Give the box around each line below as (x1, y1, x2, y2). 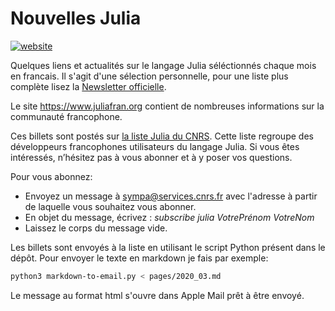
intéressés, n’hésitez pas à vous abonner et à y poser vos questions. (10, 151, 293, 163)
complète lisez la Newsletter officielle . (10, 80, 167, 92)
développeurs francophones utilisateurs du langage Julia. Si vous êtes (10, 140, 300, 152)
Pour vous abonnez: (10, 170, 93, 182)
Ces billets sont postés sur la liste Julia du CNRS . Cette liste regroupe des (10, 130, 314, 142)
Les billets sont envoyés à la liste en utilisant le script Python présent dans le (10, 241, 326, 253)
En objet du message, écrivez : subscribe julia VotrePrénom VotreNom (24, 211, 315, 223)
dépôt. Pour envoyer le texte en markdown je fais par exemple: (10, 252, 269, 264)
